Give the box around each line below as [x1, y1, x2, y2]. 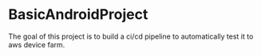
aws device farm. [8, 39, 65, 49]
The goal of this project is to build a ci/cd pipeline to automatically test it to [8, 32, 254, 41]
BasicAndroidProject [8, 6, 148, 24]
